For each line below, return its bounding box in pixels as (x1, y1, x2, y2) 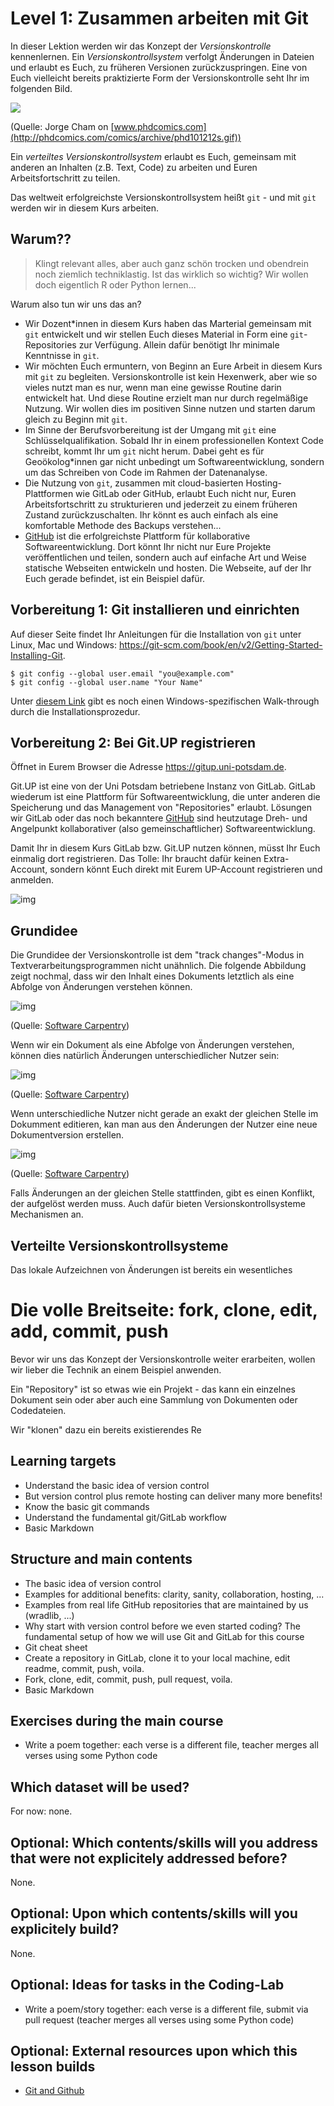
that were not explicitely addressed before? (10, 1850, 288, 1867)
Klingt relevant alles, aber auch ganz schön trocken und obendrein (34, 257, 309, 269)
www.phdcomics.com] (113, 120, 207, 132)
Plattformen (24, 487, 74, 499)
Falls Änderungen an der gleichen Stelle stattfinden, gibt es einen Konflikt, (10, 1187, 316, 1199)
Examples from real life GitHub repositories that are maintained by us (24, 1598, 309, 1611)
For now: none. (10, 1805, 73, 1817)
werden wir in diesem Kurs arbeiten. (10, 202, 160, 214)
